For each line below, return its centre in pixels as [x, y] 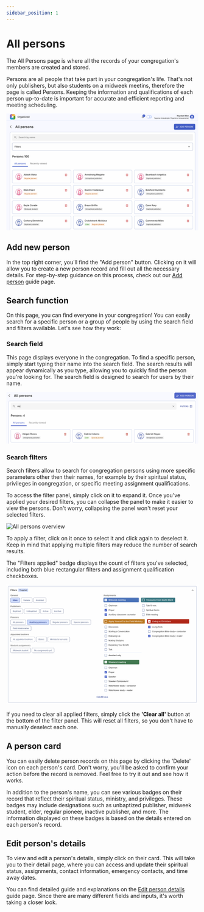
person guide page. [31, 281]
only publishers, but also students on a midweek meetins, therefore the [95, 85]
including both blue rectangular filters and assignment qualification [90, 570]
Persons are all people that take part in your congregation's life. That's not [100, 79]
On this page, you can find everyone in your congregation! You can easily [98, 315]
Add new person [38, 248]
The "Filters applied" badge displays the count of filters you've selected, [97, 563]
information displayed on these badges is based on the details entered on [99, 818]
